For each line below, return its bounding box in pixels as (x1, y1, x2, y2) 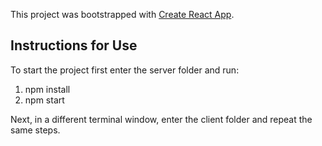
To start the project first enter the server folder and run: (10, 64, 240, 76)
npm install (24, 83, 71, 95)
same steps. (10, 124, 61, 136)
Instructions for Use (10, 37, 138, 54)
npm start (24, 94, 65, 106)
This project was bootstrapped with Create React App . (10, 9, 235, 20)
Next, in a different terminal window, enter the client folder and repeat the (10, 113, 313, 125)
